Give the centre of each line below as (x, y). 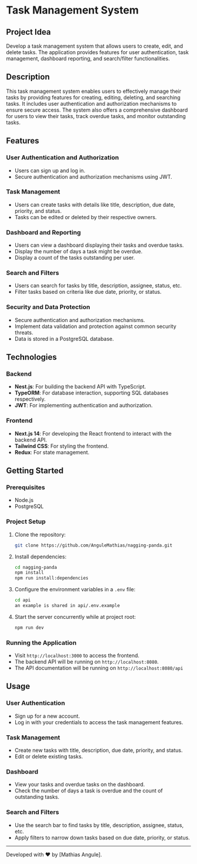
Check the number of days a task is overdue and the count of (89, 791)
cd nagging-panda (36, 567)
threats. (24, 332)
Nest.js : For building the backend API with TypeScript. (80, 387)
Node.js (24, 500)
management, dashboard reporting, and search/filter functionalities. (88, 58)
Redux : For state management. (52, 452)
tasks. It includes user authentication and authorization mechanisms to (91, 103)
